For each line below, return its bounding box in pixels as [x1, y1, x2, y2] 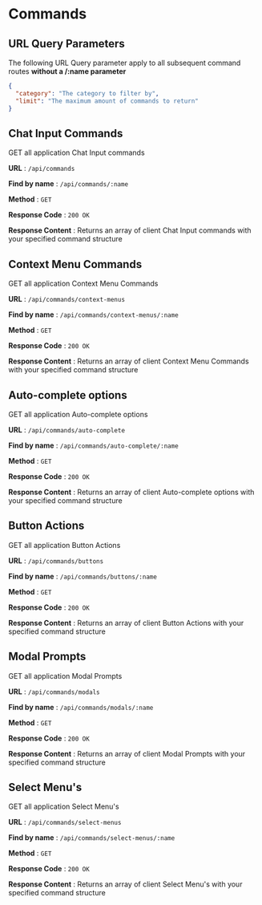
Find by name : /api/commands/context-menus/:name [8, 310, 179, 319]
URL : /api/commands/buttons [8, 555, 104, 566]
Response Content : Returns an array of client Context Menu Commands [8, 356, 250, 366]
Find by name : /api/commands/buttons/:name [8, 571, 158, 581]
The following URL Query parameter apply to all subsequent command [8, 58, 241, 67]
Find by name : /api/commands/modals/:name [8, 702, 154, 712]
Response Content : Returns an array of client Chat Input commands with [8, 225, 252, 235]
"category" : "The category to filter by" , [15, 89, 159, 97]
